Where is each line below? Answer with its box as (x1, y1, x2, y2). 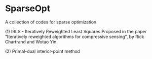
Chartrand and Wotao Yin (5, 39, 57, 44)
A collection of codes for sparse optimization (5, 19, 97, 25)
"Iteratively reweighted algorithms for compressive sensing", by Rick (5, 34, 145, 39)
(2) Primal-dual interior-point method (5, 48, 80, 54)
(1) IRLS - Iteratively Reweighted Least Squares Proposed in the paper (5, 28, 147, 34)
